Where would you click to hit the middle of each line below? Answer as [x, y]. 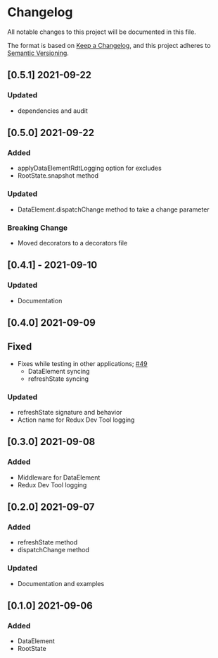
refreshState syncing [58, 379]
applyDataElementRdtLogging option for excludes [89, 168]
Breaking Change [38, 228]
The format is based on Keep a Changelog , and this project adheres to [109, 45]
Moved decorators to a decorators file [72, 243]
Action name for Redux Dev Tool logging [76, 420]
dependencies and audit [52, 111]
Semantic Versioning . [38, 53]
